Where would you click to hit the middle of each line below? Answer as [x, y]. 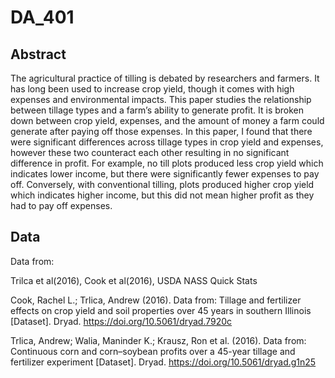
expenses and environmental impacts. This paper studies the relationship [161, 99]
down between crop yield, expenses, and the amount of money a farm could [167, 120]
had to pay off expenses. [61, 205]
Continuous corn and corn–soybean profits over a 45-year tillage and [153, 351]
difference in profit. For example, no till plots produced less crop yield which [167, 163]
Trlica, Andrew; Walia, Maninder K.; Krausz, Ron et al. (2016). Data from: [158, 340]
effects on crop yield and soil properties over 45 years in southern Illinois [161, 310]
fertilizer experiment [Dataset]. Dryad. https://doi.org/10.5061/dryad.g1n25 [163, 362]
